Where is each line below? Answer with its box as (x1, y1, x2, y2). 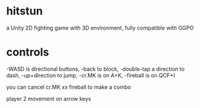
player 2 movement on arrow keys (6, 95, 92, 102)
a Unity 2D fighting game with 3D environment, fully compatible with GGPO (6, 24, 194, 31)
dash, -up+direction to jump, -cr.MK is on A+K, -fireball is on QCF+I (6, 71, 175, 79)
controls (6, 45, 50, 59)
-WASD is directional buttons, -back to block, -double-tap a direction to (6, 65, 185, 72)
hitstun (6, 4, 43, 18)
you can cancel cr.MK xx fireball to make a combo (6, 83, 132, 91)
